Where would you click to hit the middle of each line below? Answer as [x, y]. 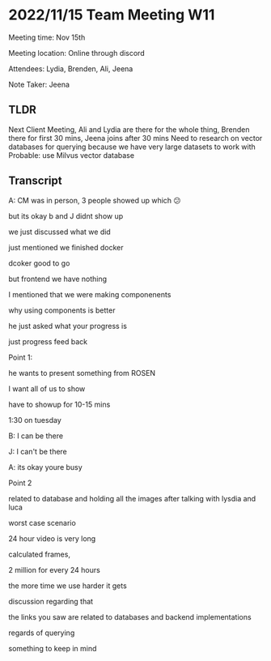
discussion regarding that [51, 601]
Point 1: [21, 357]
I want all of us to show [47, 388]
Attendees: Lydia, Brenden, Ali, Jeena [71, 68]
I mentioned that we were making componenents [90, 294]
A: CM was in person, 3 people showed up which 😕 [95, 200]
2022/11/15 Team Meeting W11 [112, 15]
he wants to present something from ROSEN [82, 373]
